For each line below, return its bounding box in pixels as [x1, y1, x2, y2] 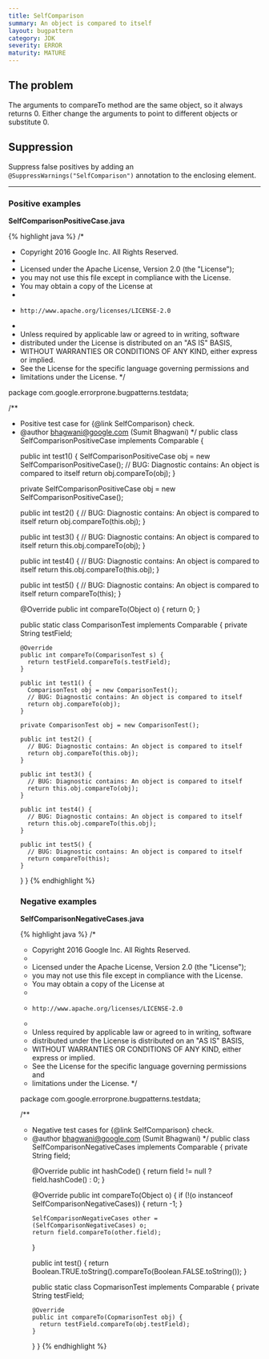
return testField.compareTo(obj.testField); [38, 1320, 191, 1328]
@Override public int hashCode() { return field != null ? [31, 1166, 212, 1176]
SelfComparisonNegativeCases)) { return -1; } [31, 1199, 183, 1209]
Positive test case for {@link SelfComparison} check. [19, 418, 195, 428]
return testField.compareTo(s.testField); [27, 657, 171, 666]
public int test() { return [31, 1258, 110, 1268]
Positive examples [8, 197, 82, 209]
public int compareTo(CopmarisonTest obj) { [31, 1313, 183, 1321]
